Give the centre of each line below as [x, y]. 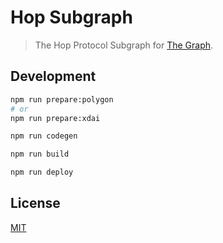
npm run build [40, 154]
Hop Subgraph [71, 17]
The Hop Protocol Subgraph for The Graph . [124, 45]
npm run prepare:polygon [62, 99]
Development [53, 76]
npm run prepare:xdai [55, 118]
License [35, 203]
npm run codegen [44, 136]
